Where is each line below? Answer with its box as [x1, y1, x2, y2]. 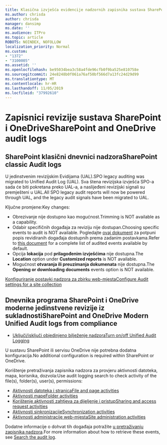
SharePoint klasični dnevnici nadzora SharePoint [5, 152, 158, 161]
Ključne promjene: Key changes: [5, 204, 71, 210]
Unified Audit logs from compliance [5, 319, 118, 328]
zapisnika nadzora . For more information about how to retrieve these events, [5, 429, 161, 435]
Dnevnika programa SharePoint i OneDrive [5, 296, 139, 304]
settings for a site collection [5, 282, 62, 288]
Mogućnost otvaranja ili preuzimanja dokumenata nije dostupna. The [12, 261, 155, 267]
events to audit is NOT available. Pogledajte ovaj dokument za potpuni [12, 229, 156, 236]
